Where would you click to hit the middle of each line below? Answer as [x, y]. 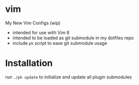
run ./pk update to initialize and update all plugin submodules [68, 77]
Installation [29, 63]
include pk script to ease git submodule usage [60, 43]
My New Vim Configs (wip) [33, 23]
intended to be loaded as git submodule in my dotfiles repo [73, 38]
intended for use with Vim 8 [41, 32]
